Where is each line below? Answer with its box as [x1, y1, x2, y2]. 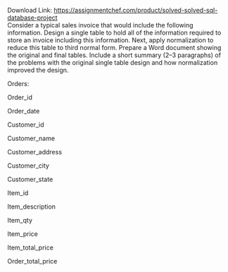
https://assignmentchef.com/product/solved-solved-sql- [53, 6, 218, 14]
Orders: [7, 80, 30, 87]
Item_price [7, 230, 39, 238]
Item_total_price [7, 243, 54, 252]
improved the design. [7, 66, 69, 74]
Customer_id [7, 120, 44, 129]
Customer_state [7, 175, 53, 183]
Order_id [7, 93, 33, 101]
